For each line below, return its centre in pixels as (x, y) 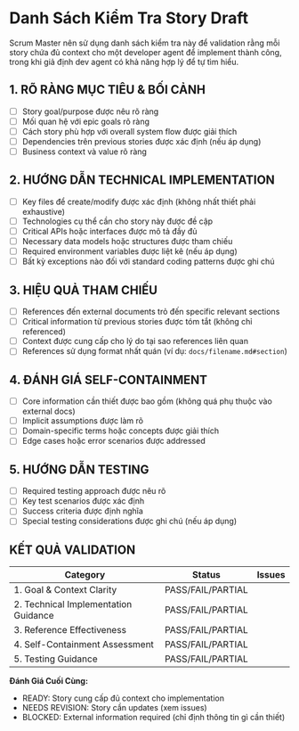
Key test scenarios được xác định (83, 501)
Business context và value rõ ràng (84, 152)
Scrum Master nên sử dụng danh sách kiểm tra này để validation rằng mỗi (145, 43)
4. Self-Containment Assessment (84, 645)
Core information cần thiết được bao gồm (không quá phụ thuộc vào (147, 401)
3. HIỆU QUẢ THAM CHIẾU (84, 290)
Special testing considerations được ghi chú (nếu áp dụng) (129, 522)
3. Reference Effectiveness (70, 630)
